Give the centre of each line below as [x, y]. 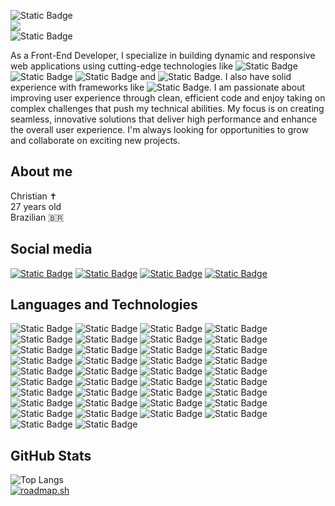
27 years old [36, 206]
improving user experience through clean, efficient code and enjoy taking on [168, 98]
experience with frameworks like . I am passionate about [158, 87]
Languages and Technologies [104, 305]
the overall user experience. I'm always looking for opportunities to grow [159, 129]
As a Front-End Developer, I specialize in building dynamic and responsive [163, 55]
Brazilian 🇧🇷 [37, 217]
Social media [51, 249]
